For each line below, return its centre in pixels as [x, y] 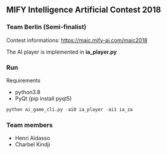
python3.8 [28, 92]
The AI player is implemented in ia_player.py [62, 52]
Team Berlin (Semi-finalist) [46, 27]
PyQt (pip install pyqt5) [43, 98]
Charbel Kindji [32, 144]
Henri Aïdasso [32, 138]
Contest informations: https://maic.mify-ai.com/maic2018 [77, 40]
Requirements [23, 80]
